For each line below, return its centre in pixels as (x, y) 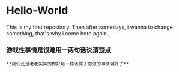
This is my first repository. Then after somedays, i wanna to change (89, 27)
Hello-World (37, 10)
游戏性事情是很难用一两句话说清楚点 (59, 50)
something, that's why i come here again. (57, 33)
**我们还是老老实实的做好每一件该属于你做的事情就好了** (68, 64)
